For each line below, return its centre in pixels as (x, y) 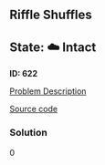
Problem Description (48, 91)
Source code (33, 109)
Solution (29, 133)
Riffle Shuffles (51, 15)
